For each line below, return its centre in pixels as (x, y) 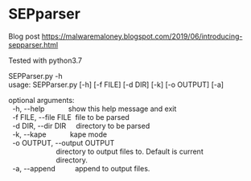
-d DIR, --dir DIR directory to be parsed (81, 125)
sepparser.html (33, 44)
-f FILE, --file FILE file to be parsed (71, 117)
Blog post (24, 36)
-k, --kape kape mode (59, 134)
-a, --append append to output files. (81, 168)
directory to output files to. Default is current (130, 151)
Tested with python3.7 (45, 60)
